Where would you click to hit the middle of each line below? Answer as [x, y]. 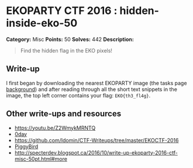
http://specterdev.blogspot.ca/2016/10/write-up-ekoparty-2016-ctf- [96, 152]
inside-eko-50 [42, 23]
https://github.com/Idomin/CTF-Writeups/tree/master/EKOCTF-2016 [96, 140]
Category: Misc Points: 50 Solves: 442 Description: [70, 39]
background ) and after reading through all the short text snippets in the [92, 89]
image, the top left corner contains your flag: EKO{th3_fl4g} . [78, 95]
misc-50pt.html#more [41, 159]
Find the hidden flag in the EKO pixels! [66, 50]
